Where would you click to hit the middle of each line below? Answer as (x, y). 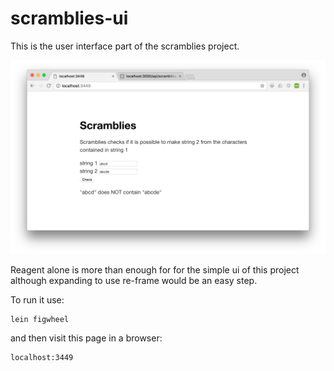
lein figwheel (40, 320)
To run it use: (37, 300)
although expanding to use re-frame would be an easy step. (134, 281)
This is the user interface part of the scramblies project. (125, 46)
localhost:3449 (42, 358)
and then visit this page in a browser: (86, 338)
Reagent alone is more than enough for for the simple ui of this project (155, 270)
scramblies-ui (69, 18)
